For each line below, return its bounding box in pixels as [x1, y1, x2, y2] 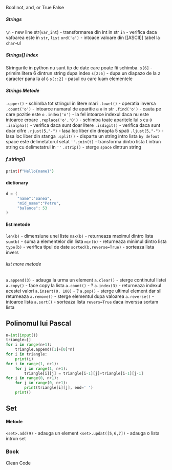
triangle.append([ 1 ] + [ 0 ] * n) [15, 347, 75, 352]
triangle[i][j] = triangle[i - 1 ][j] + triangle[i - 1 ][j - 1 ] [24, 371, 144, 376]
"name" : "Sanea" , [17, 196, 52, 201]
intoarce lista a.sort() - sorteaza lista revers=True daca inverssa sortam [6, 298, 159, 305]
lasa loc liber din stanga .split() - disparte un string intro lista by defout [6, 133, 160, 139]
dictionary [6, 180, 29, 186]
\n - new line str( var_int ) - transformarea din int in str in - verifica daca [6, 29, 157, 35]
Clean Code [6, 460, 31, 466]
